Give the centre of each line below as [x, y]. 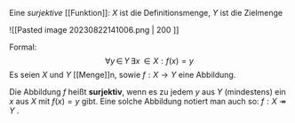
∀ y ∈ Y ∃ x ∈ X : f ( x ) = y [149, 61]
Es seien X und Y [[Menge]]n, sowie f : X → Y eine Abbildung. [123, 75]
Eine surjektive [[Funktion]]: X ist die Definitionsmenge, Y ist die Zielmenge [146, 13]
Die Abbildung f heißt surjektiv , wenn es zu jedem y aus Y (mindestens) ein [147, 92]
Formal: [23, 47]
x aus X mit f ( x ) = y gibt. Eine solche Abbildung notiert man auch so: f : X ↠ [148, 101]
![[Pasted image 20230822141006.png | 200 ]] [94, 30]
